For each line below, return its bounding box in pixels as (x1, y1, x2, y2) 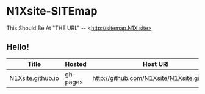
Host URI (142, 59, 169, 68)
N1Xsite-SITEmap (6, 4, 98, 18)
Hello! (6, 42, 29, 52)
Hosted (65, 59, 87, 68)
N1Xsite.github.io (9, 74, 59, 82)
